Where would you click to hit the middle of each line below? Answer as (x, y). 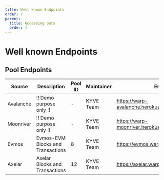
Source (20, 87)
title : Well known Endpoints (35, 10)
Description (51, 87)
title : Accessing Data (32, 23)
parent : (13, 19)
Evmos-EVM (51, 138)
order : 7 (14, 14)
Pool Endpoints (29, 70)
